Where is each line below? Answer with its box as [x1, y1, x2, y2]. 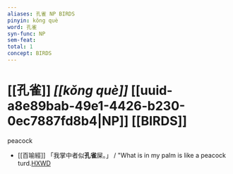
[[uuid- [130, 83, 173, 99]
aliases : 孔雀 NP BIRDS [7, 10, 76, 18]
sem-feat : [7, 37, 37, 44]
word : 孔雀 [7, 23, 37, 30]
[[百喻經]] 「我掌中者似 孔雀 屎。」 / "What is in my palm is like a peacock [17, 151, 226, 159]
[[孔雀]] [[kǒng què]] [7, 83, 129, 99]
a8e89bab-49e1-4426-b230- [7, 98, 186, 114]
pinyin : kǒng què [7, 17, 59, 24]
